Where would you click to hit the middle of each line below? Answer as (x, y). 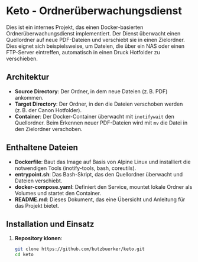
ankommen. (29, 97)
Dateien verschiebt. (38, 181)
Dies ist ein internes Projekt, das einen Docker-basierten (75, 27)
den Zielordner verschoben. (48, 129)
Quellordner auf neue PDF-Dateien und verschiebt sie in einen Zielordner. (95, 40)
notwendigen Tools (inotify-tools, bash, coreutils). (75, 168)
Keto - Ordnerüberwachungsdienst (94, 11)
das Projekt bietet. (37, 205)
